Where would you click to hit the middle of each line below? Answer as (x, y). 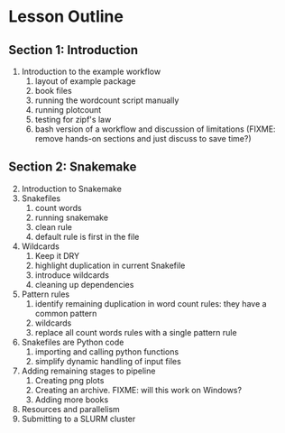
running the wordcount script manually (107, 100)
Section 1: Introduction (74, 50)
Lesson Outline (66, 17)
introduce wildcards (72, 275)
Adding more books (72, 400)
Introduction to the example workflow (91, 71)
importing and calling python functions (107, 351)
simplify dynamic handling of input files (108, 361)
